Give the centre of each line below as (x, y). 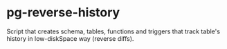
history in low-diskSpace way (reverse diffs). (70, 38)
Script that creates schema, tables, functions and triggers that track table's (113, 31)
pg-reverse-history (63, 13)
